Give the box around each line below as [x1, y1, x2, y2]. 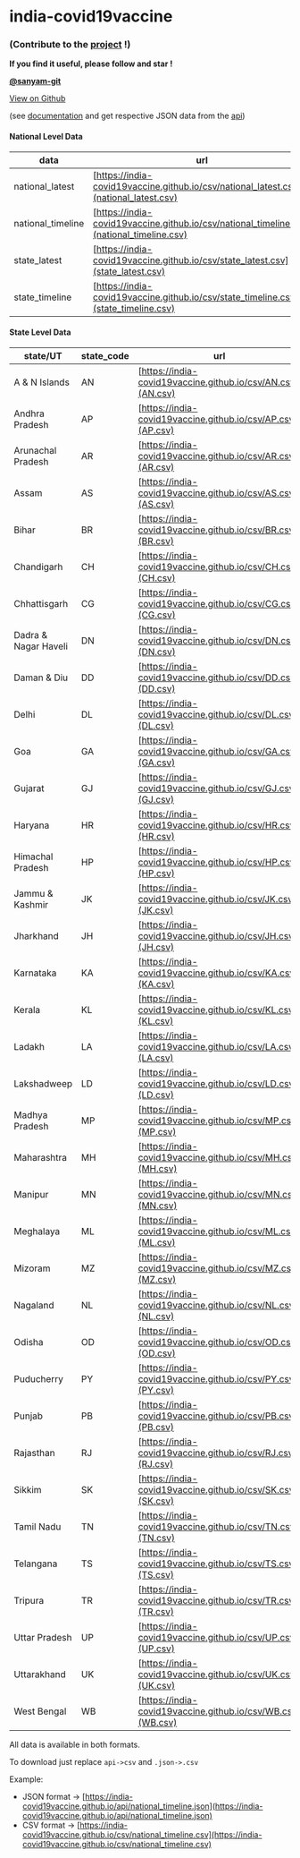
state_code [80, 349, 129, 362]
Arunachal [13, 444, 57, 456]
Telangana [13, 1557, 58, 1570]
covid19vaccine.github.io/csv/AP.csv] [137, 413, 298, 425]
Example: [9, 1774, 44, 1785]
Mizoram [13, 1262, 51, 1274]
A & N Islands [13, 376, 70, 388]
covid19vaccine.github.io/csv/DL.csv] [137, 708, 297, 720]
